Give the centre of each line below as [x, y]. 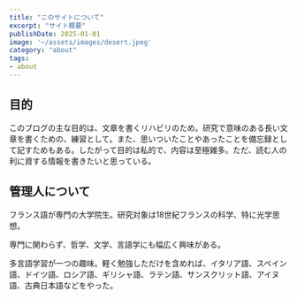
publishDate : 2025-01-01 [55, 34]
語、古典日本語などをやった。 [63, 285]
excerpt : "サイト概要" [48, 26]
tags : [19, 58]
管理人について [50, 192]
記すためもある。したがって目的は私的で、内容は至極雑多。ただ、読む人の [152, 149]
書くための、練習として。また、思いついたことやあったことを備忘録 [148, 139]
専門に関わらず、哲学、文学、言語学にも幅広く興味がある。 [117, 244]
